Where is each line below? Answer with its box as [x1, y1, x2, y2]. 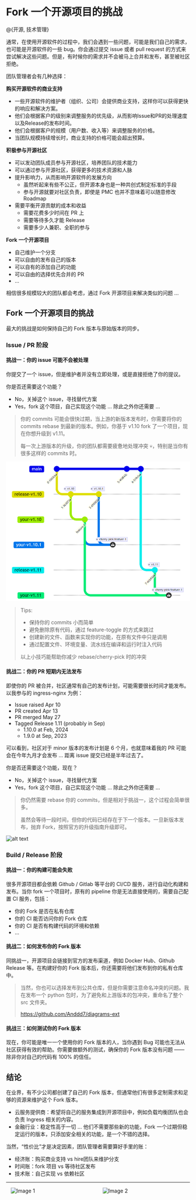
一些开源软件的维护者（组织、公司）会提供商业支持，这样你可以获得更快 [14, 97, 188, 104]
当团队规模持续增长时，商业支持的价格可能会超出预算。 [14, 134, 148, 141]
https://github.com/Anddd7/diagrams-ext [20, 1010, 120, 1017]
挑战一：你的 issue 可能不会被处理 [6, 357, 89, 364]
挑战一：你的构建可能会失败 [6, 866, 73, 873]
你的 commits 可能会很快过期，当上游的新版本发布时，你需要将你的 [20, 415, 182, 422]
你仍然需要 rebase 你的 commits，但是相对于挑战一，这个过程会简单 [20, 796, 185, 803]
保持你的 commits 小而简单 [29, 619, 94, 626]
